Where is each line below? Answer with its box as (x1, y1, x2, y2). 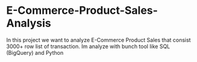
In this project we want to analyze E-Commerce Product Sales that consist (6, 36, 192, 43)
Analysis (6, 16, 51, 30)
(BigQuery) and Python (6, 49, 63, 56)
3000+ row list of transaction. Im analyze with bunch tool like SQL (6, 43, 170, 50)
